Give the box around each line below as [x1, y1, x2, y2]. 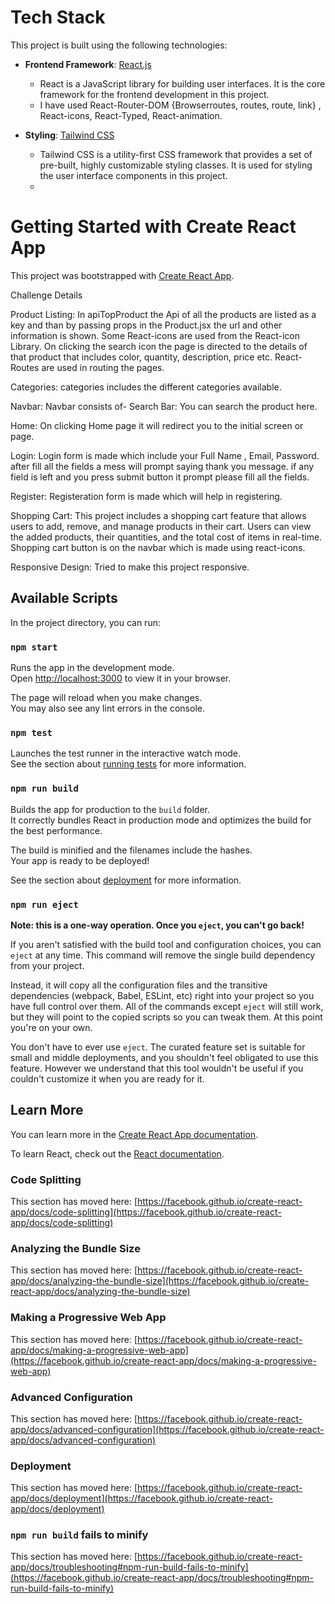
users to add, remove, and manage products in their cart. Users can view [10, 520, 312, 532]
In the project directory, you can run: [10, 616, 161, 628]
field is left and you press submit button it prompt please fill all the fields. [10, 471, 310, 483]
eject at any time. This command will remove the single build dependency [10, 949, 316, 961]
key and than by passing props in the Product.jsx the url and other [10, 319, 283, 331]
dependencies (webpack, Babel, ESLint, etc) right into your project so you [10, 989, 315, 1001]
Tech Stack [10, 6, 106, 29]
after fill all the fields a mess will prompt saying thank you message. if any [10, 460, 315, 472]
